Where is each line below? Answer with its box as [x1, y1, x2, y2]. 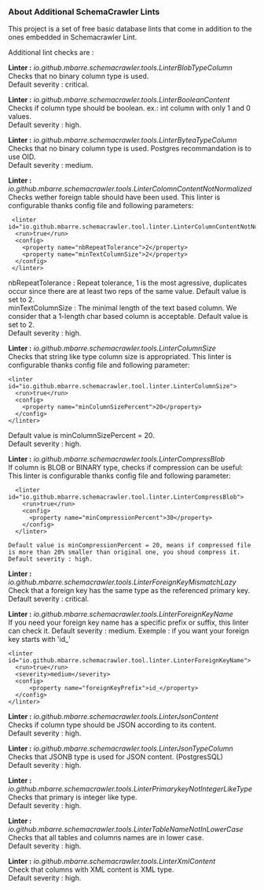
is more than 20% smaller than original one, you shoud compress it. [8, 548, 241, 557]
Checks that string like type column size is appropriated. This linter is [8, 352, 232, 362]
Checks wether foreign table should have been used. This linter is [8, 192, 221, 202]
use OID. [8, 152, 36, 161]
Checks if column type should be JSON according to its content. [8, 720, 217, 730]
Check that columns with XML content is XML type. [8, 865, 174, 874]
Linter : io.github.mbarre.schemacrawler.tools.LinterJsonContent [8, 712, 218, 721]
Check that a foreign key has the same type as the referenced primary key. [8, 586, 251, 595]
